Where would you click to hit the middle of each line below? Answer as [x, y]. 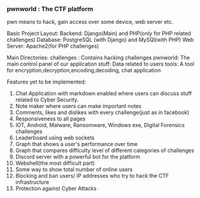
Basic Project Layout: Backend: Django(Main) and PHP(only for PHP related [99, 33]
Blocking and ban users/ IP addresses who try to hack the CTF [92, 176]
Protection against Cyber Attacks [56, 188]
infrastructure [32, 182]
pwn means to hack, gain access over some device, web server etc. [90, 22]
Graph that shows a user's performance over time [76, 144]
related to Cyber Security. [47, 100]
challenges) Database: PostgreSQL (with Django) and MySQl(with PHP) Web [100, 40]
